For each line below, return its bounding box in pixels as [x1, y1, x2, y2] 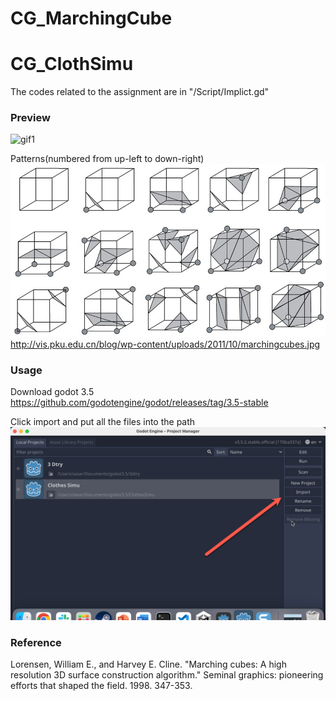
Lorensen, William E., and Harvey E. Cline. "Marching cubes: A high [10, 658, 287, 671]
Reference [10, 636, 62, 650]
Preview [10, 111, 51, 125]
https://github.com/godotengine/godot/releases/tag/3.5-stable [10, 397, 269, 409]
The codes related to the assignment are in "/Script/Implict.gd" [10, 86, 270, 98]
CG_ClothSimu [10, 53, 134, 76]
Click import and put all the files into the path [10, 416, 196, 428]
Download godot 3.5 [10, 386, 95, 398]
